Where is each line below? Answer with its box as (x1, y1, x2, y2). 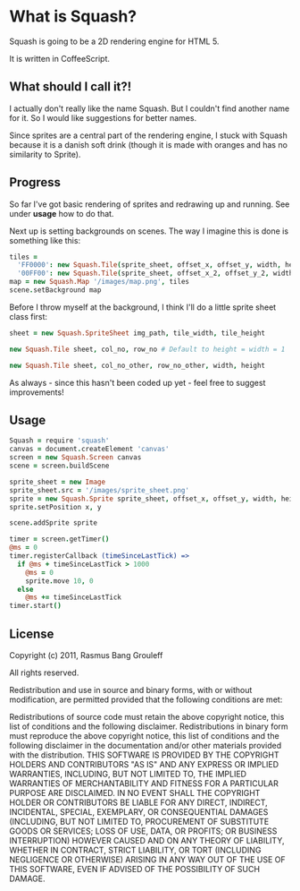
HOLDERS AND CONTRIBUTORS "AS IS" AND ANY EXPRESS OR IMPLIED (9, 758, 279, 769)
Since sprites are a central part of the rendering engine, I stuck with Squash (9, 130, 287, 141)
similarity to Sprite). (9, 149, 81, 159)
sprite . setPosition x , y (9, 502, 102, 511)
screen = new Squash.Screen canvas (9, 453, 142, 462)
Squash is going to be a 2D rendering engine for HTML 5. (9, 36, 220, 47)
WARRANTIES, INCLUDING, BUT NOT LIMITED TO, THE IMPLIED (9, 768, 247, 779)
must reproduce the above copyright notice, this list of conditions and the (9, 730, 279, 741)
